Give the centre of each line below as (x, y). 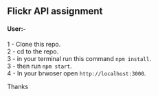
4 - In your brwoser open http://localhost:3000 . (77, 73)
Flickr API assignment (55, 11)
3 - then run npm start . (39, 66)
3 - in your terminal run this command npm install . (79, 58)
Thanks (18, 86)
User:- (16, 28)
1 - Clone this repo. (34, 44)
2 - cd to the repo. (33, 51)
